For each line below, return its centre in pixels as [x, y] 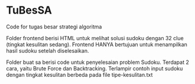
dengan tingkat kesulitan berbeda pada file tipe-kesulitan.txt [79, 75]
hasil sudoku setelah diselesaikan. [48, 50]
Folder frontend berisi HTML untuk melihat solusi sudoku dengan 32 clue [95, 38]
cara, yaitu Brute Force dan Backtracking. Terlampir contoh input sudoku [95, 68]
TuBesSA [29, 10]
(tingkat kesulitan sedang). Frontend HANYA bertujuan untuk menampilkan [97, 44]
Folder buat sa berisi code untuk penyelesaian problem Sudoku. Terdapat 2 [97, 62]
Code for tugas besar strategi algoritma [54, 27]
